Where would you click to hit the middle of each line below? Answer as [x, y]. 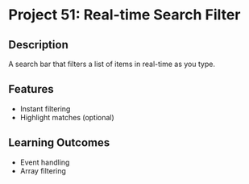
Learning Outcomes [59, 143]
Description [38, 45]
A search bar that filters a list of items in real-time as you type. [112, 64]
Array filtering [43, 170]
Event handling [45, 162]
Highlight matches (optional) [67, 117]
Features [31, 89]
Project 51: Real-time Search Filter [124, 15]
